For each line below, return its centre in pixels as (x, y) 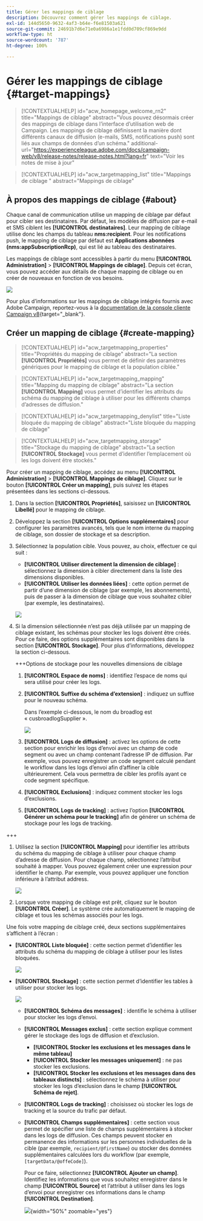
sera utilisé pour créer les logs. (63, 682)
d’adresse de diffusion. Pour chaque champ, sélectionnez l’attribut (98, 860)
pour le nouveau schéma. (56, 700)
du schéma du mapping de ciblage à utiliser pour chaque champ (95, 853)
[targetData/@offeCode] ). (56, 1161)
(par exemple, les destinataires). (64, 603)
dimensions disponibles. (54, 577)
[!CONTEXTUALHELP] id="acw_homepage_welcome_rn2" (94, 111)
